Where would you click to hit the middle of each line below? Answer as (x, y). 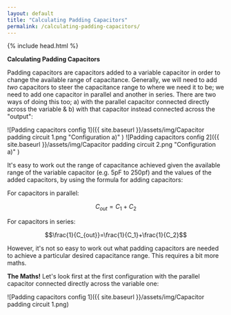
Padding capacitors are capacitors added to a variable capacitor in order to (114, 72)
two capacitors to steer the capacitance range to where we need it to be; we (115, 88)
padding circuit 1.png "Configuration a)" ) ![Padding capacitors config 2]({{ (113, 137)
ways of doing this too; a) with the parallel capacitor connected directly (108, 102)
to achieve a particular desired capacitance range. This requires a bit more (113, 256)
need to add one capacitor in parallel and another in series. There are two (112, 94)
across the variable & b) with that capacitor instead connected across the (111, 109)
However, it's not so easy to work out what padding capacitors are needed (113, 248)
